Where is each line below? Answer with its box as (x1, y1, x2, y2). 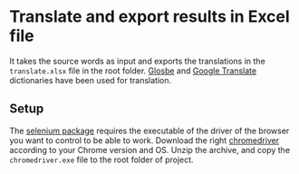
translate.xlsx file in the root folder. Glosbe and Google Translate (9, 65, 256, 76)
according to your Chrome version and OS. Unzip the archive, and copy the (9, 144, 291, 155)
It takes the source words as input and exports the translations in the (9, 55, 265, 66)
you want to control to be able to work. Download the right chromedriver (9, 134, 279, 146)
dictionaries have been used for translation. (9, 74, 172, 85)
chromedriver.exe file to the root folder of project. (9, 154, 194, 165)
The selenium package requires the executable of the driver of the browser (9, 125, 290, 136)
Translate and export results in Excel (9, 6, 290, 27)
